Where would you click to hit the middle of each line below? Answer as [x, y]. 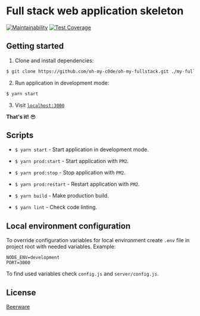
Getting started [35, 46]
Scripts [20, 135]
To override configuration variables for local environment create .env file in [98, 240]
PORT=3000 [18, 263]
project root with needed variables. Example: [61, 247]
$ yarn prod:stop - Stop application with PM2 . [70, 173]
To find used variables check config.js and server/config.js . [82, 274]
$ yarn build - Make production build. [62, 196]
